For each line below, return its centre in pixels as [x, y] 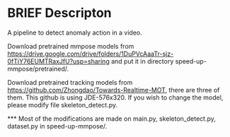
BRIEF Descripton [59, 13]
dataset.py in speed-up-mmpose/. [57, 126]
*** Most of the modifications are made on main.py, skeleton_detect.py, [111, 119]
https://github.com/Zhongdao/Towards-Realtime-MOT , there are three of [114, 90]
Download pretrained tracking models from [70, 82]
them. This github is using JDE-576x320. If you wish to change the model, [115, 97]
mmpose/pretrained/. [38, 68]
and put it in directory [142, 61]
